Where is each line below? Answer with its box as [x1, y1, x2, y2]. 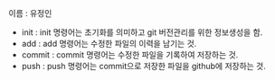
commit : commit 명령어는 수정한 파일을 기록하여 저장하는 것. [21, 49, 239, 60]
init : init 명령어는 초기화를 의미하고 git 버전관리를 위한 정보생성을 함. [21, 27, 263, 38]
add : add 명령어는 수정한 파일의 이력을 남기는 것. [21, 39, 197, 49]
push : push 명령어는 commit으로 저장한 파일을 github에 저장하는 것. [21, 61, 266, 71]
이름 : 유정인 [8, 8, 52, 18]
